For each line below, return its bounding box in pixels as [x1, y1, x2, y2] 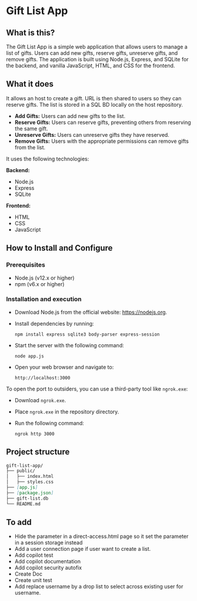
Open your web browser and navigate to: [14, 363, 114, 370]
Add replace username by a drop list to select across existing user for [14, 583, 183, 590]
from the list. [14, 143, 46, 151]
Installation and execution [6, 295, 82, 303]
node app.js [14, 353, 44, 359]
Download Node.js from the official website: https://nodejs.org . [14, 308, 168, 316]
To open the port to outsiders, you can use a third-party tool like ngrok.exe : [6, 385, 188, 392]
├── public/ [6, 468, 35, 474]
